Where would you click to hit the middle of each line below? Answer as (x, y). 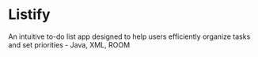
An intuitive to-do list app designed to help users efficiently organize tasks (129, 36)
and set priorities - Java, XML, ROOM (69, 44)
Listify (29, 15)
